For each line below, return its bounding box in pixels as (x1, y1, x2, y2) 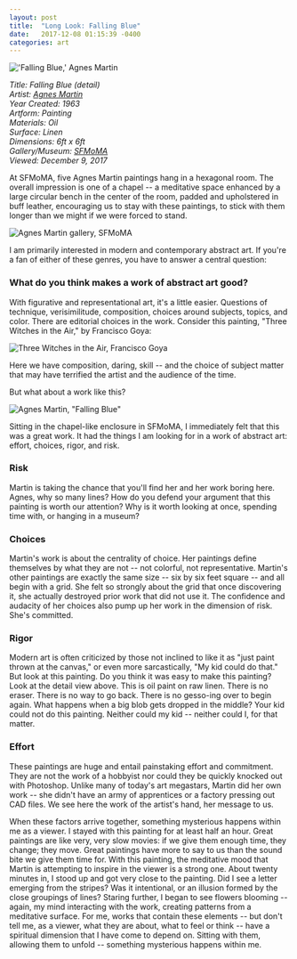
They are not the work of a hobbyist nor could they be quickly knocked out (9, 770, 283, 781)
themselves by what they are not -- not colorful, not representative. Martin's (9, 563, 288, 573)
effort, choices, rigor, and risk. (9, 440, 120, 451)
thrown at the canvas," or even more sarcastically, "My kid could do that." (9, 662, 278, 672)
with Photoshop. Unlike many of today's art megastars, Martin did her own (9, 780, 282, 791)
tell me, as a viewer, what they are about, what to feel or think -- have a (9, 920, 270, 931)
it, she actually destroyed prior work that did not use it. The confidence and (9, 591, 285, 602)
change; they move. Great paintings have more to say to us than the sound (9, 844, 283, 855)
